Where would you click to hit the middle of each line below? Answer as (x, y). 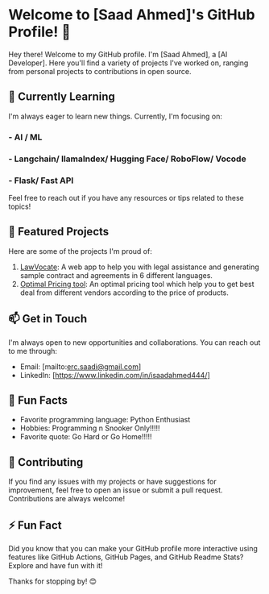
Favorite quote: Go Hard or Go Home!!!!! (86, 437)
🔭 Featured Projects (59, 232)
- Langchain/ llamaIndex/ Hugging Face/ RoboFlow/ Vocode (128, 159)
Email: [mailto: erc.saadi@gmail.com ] (81, 366)
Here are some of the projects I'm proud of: (81, 251)
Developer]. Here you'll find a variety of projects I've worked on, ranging (128, 63)
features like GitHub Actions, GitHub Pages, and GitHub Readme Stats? (126, 557)
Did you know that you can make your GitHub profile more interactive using (133, 548)
